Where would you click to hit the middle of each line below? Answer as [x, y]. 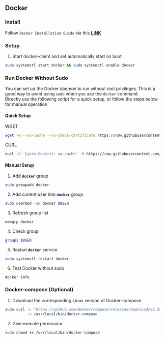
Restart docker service [35, 249]
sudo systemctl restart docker [37, 259]
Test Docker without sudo [38, 268]
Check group [25, 231]
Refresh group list [30, 213]
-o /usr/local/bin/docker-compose [62, 314]
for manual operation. [27, 104]
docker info [17, 277]
